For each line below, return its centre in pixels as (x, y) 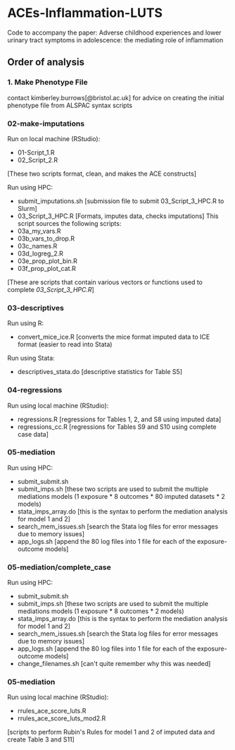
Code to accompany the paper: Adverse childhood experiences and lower (114, 32)
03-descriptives (36, 308)
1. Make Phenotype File (47, 83)
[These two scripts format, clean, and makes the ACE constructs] (102, 174)
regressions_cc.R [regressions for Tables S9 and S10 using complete (117, 427)
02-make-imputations (46, 123)
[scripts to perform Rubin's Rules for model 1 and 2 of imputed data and (111, 732)
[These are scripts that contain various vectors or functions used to (105, 282)
